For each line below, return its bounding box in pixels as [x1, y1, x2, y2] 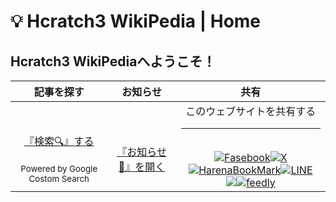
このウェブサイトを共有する [185, 105, 317, 118]
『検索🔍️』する [23, 135, 95, 148]
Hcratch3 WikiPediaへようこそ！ [10, 53, 217, 70]
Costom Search [28, 173, 90, 184]
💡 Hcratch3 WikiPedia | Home [10, 10, 262, 33]
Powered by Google [20, 163, 98, 174]
